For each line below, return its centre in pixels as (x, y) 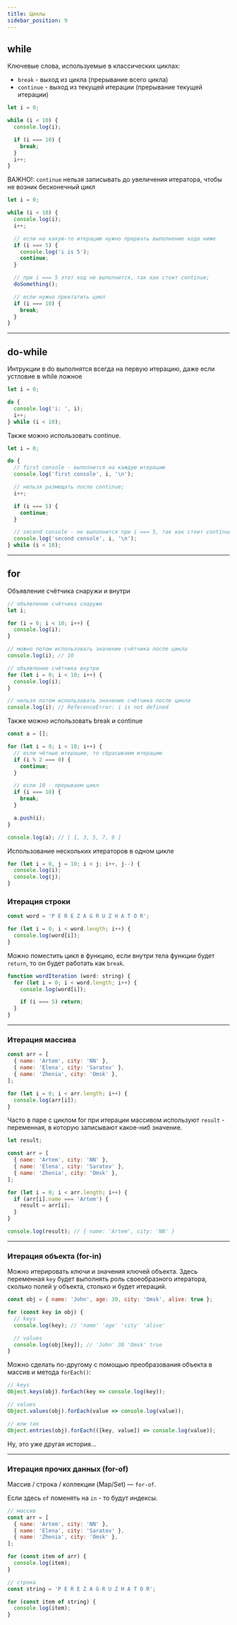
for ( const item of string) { (52, 1602)
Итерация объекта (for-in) (55, 1256)
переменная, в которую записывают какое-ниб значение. (95, 1128)
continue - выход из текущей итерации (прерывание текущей (110, 87)
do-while (28, 351)
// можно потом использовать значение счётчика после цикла (98, 649)
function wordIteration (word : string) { (69, 976)
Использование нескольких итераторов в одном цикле (91, 851)
